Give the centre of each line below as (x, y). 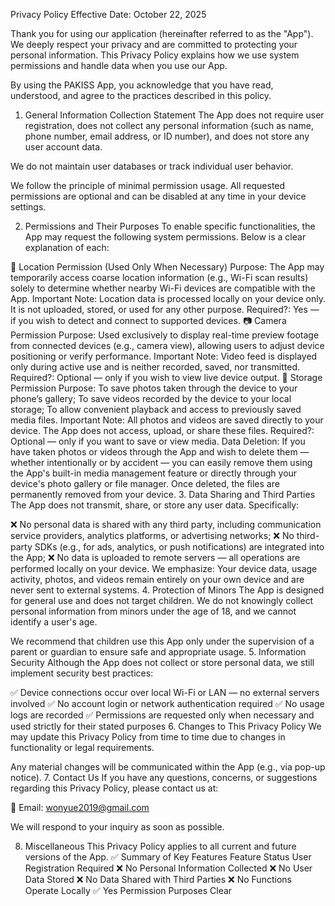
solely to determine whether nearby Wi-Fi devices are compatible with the (163, 288)
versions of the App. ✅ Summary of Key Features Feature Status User (168, 857)
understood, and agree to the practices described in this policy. (141, 95)
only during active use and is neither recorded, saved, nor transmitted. (155, 367)
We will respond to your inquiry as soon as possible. (117, 827)
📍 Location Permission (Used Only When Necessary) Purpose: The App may (167, 267)
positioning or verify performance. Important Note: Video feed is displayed (164, 356)
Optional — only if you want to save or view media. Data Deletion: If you (158, 441)
